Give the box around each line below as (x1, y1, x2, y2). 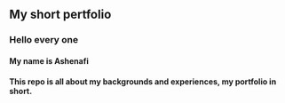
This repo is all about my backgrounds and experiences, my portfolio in (9, 75, 277, 87)
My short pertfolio (9, 7, 112, 22)
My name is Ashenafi (9, 55, 89, 66)
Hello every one (9, 34, 79, 46)
